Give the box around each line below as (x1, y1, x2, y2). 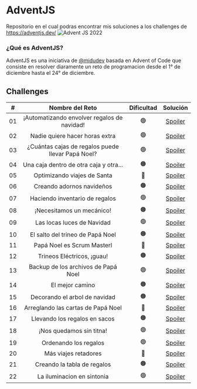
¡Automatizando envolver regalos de (23, 113, 123, 122)
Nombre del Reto (49, 104, 97, 112)
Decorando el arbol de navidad (30, 293, 116, 301)
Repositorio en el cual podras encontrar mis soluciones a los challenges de (6, 23, 188, 30)
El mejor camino (50, 281, 96, 289)
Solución (162, 104, 188, 112)
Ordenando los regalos (41, 339, 104, 347)
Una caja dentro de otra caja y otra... (23, 160, 123, 168)
